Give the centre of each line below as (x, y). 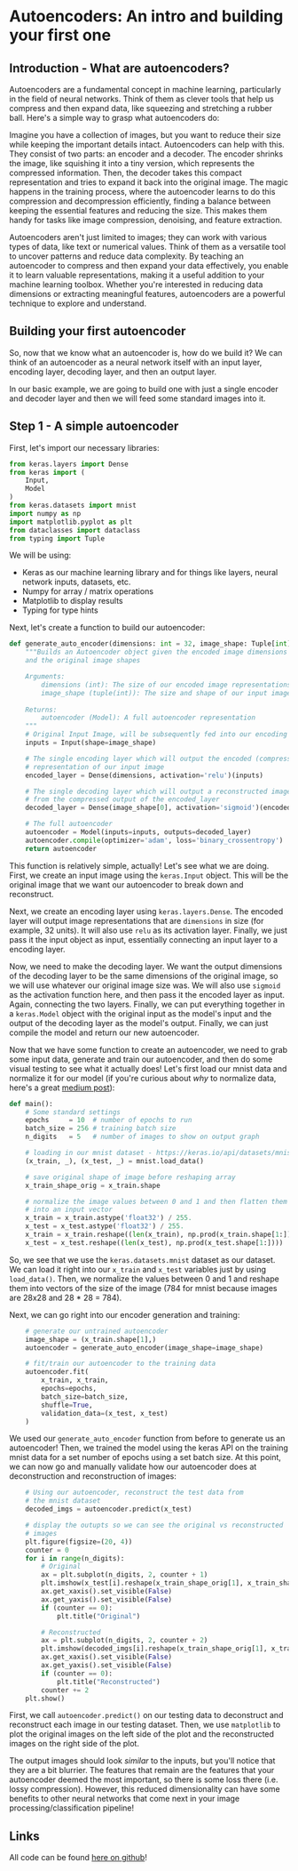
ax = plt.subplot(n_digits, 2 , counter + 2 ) (125, 1641)
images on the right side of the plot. (74, 1744)
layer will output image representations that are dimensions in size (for (137, 920)
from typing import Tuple (57, 538)
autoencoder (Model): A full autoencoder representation (148, 718)
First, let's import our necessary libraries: (84, 447)
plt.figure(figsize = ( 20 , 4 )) (79, 1542)
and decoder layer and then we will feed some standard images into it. (137, 398)
